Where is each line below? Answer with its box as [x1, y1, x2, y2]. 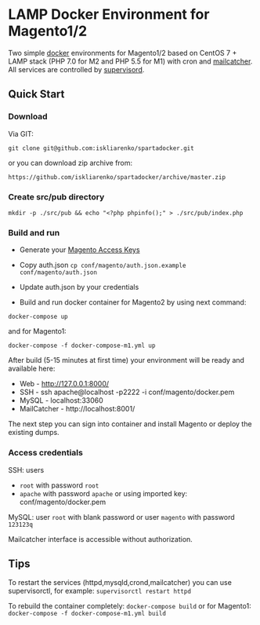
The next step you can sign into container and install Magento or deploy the [8, 419, 252, 429]
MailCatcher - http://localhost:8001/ [19, 404, 135, 414]
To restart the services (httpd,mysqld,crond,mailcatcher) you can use [8, 578, 233, 587]
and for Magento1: [8, 327, 67, 336]
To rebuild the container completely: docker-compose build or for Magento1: [8, 601, 252, 611]
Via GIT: [8, 129, 34, 138]
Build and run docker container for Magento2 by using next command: [19, 298, 247, 307]
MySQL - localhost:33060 [19, 396, 103, 405]
